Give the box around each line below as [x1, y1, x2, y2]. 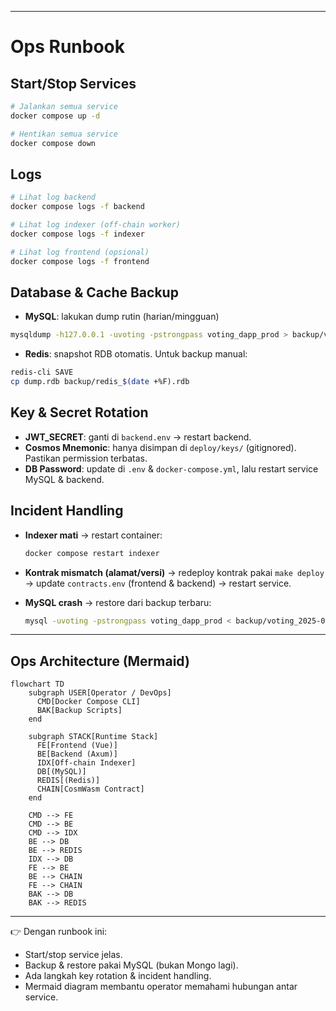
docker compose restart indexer [24, 548, 160, 558]
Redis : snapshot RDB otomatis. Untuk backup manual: [24, 348, 248, 360]
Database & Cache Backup [10, 284, 179, 301]
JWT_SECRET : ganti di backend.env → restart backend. [24, 431, 252, 443]
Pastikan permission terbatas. [24, 452, 148, 464]
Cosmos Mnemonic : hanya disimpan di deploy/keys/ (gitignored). [24, 441, 297, 453]
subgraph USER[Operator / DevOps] [28, 688, 172, 698]
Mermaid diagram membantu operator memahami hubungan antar [24, 981, 298, 993]
